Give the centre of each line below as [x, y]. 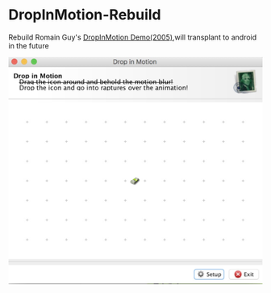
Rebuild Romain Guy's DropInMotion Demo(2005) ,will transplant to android [133, 37]
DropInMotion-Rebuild [85, 15]
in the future [29, 45]
